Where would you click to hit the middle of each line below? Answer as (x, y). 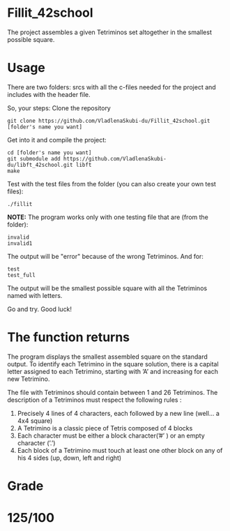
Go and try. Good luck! (39, 309)
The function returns (69, 337)
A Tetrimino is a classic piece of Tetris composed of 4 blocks (105, 428)
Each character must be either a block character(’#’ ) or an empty (111, 435)
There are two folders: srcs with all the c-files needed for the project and (112, 87)
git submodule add (34, 158)
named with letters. (35, 295)
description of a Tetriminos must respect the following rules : (94, 400)
